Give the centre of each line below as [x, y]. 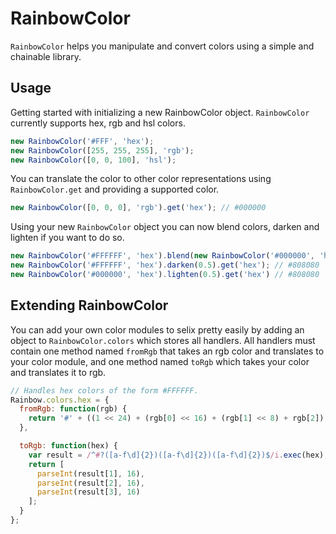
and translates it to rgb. [58, 372]
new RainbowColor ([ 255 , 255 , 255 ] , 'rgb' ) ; [102, 150]
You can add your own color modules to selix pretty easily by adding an [157, 329]
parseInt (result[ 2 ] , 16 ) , [90, 483]
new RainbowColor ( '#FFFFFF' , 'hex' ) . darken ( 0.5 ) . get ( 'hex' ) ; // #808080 [165, 265]
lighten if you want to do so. [67, 238]
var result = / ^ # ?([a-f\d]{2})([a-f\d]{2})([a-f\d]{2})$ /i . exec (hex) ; [178, 455]
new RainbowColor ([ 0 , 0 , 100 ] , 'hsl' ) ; [93, 160]
